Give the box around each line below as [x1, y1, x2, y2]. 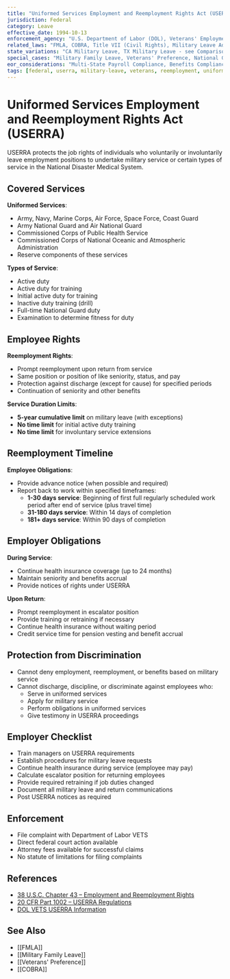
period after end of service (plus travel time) [27, 500, 152, 509]
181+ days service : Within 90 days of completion [27, 515, 166, 524]
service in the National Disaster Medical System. [7, 163, 144, 171]
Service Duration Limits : [7, 400, 77, 408]
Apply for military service [27, 696, 99, 705]
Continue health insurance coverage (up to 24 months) [16, 566, 172, 575]
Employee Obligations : [7, 466, 73, 474]
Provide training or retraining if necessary [16, 615, 135, 623]
